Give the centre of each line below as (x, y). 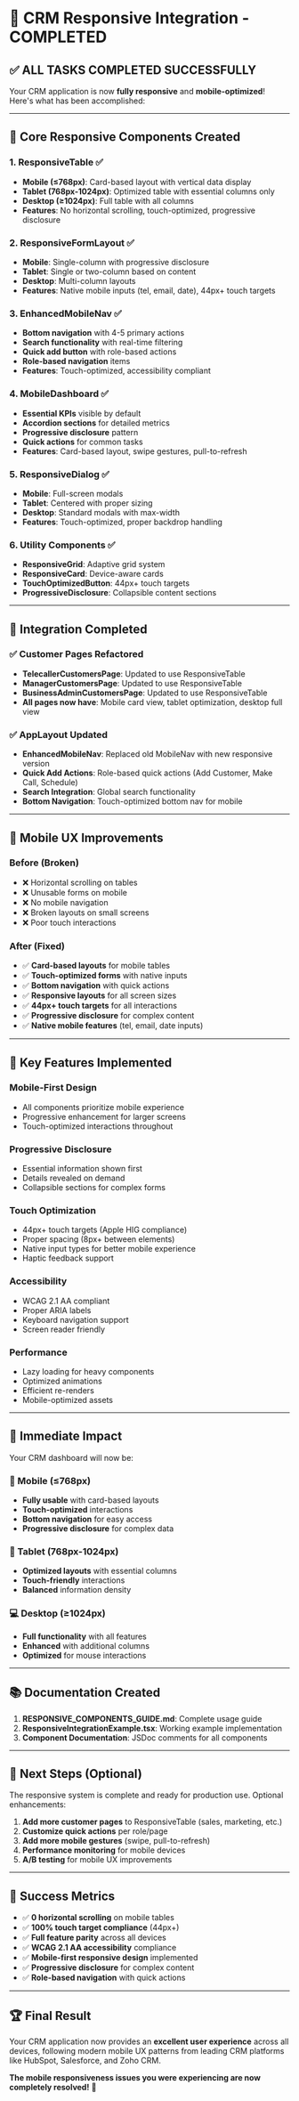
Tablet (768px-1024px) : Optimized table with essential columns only (149, 191)
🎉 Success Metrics (62, 1896)
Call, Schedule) (50, 783)
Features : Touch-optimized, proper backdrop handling (122, 522)
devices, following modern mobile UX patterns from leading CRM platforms (147, 2050)
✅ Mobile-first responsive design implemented (110, 1958)
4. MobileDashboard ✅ (59, 393)
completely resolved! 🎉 (53, 2087)
